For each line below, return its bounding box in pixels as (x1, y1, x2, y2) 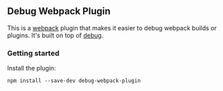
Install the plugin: (7, 64, 57, 72)
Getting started (7, 48, 60, 58)
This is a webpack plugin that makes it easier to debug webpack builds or (7, 23, 217, 32)
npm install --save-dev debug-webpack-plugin (7, 77, 141, 85)
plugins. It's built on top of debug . (7, 31, 104, 39)
